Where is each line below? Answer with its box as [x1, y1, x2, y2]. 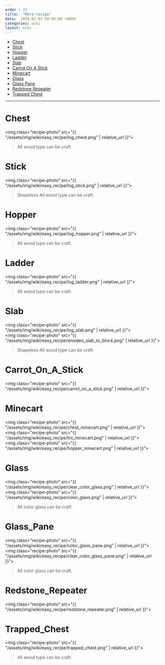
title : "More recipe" [5, 12, 52, 17]
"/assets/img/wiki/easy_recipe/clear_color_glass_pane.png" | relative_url [5, 553, 152, 559]
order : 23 [5, 7, 27, 12]
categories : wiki [5, 21, 41, 26]
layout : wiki [5, 26, 32, 30]
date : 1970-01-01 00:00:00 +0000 [5, 16, 76, 21]
